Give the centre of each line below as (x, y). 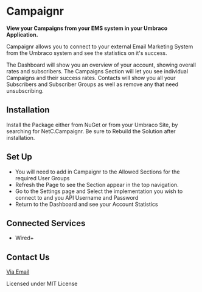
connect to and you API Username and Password (77, 197)
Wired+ (25, 238)
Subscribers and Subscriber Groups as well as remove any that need (92, 84)
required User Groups (42, 178)
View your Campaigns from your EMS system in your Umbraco (87, 28)
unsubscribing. (25, 90)
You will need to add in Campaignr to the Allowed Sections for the (97, 172)
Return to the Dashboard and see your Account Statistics (86, 204)
